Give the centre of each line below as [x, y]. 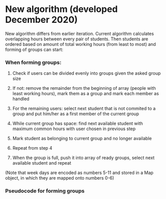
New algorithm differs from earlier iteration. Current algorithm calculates [79, 33]
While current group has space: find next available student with [78, 124]
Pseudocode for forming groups [45, 191]
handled [21, 99]
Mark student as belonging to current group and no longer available [82, 139]
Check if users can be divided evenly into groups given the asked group [86, 73]
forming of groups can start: [34, 49]
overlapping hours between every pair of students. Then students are [77, 39]
